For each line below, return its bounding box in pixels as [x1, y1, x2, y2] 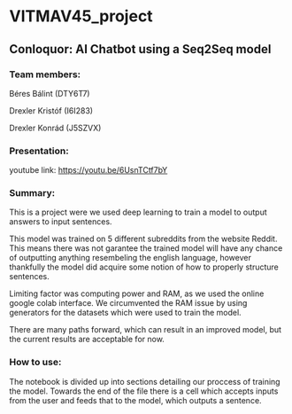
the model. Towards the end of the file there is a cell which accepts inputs [9, 386, 279, 396]
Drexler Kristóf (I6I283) [9, 105, 94, 116]
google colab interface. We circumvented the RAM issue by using [9, 298, 248, 309]
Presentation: [9, 145, 69, 157]
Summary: [9, 187, 56, 199]
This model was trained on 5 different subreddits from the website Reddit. [9, 233, 278, 245]
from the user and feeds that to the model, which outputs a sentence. [9, 394, 263, 405]
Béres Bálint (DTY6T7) [9, 88, 90, 98]
